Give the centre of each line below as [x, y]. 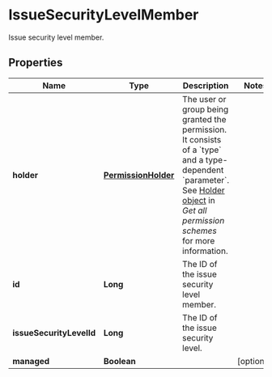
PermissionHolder [139, 175]
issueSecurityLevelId [54, 333]
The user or [204, 99]
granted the [204, 119]
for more [198, 240]
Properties [36, 63]
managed [31, 361]
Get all [194, 210]
